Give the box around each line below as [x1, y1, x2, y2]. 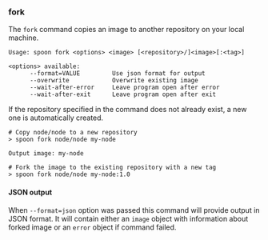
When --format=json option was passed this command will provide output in [8, 205, 260, 214]
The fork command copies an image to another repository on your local [8, 25, 245, 34]
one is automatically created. [8, 113, 104, 122]
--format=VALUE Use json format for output [29, 70, 206, 78]
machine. [8, 33, 39, 42]
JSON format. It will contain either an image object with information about [8, 214, 249, 223]
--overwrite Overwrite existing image [29, 77, 198, 85]
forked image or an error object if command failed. [8, 222, 177, 232]
